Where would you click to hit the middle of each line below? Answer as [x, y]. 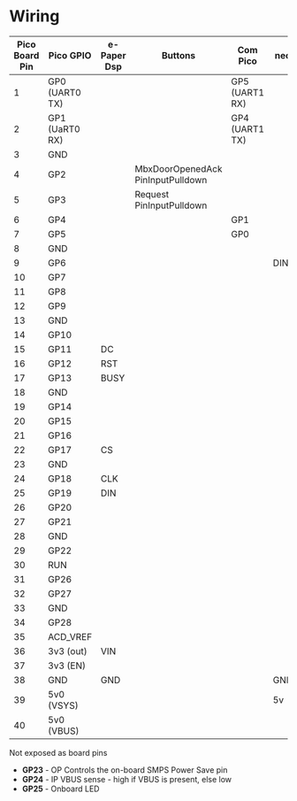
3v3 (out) [68, 651]
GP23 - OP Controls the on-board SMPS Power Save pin [125, 770]
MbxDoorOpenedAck [179, 168]
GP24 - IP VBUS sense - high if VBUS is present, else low [127, 779]
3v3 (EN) [67, 666]
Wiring [34, 16]
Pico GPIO [70, 55]
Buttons [179, 55]
